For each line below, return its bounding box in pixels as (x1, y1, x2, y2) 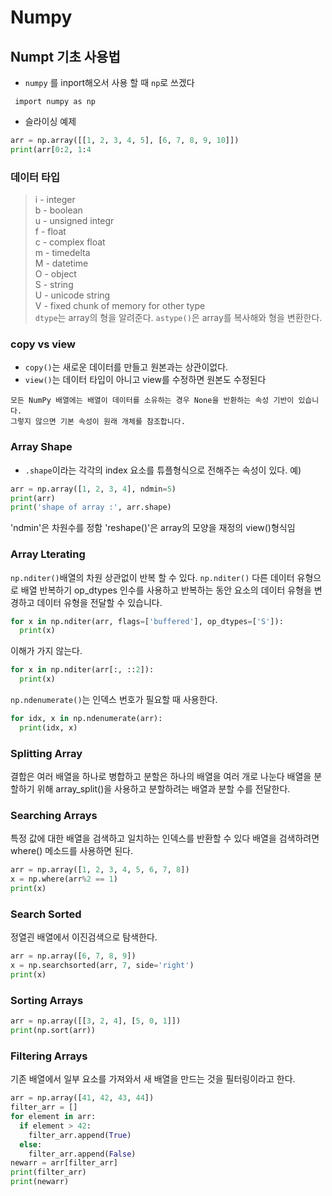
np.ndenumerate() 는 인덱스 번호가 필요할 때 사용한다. (10, 694, 218, 706)
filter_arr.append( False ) (28, 1149, 137, 1159)
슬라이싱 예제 (24, 116, 77, 127)
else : (19, 1139, 43, 1150)
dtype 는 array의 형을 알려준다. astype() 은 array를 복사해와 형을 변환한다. (34, 312, 323, 324)
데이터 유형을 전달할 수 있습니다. (36, 596, 163, 608)
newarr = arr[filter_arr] (10, 1158, 118, 1168)
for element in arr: (10, 1112, 97, 1122)
